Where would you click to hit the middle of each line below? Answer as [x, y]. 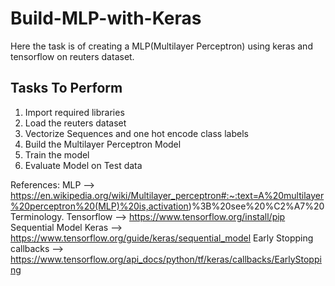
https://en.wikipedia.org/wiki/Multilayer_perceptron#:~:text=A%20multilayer [167, 195]
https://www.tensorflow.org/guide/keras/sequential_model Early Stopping [162, 238]
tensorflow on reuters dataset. [72, 56]
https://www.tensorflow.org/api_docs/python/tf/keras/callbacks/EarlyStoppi [166, 259]
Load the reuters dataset [75, 123]
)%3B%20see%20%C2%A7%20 [256, 206]
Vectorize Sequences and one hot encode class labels [136, 133]
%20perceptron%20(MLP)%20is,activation [99, 206]
